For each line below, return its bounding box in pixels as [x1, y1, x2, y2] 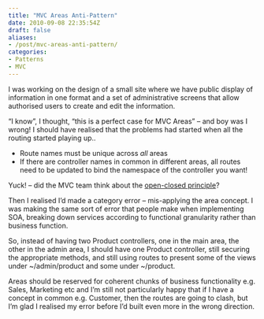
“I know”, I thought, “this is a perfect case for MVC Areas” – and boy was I [8, 116, 248, 126]
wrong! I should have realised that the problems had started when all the [8, 124, 244, 134]
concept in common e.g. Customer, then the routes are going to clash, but [8, 293, 248, 302]
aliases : [8, 33, 37, 42]
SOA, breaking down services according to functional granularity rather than [8, 212, 256, 221]
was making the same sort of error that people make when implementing [8, 204, 244, 213]
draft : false [8, 26, 51, 34]
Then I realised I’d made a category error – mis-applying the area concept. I [8, 195, 254, 205]
